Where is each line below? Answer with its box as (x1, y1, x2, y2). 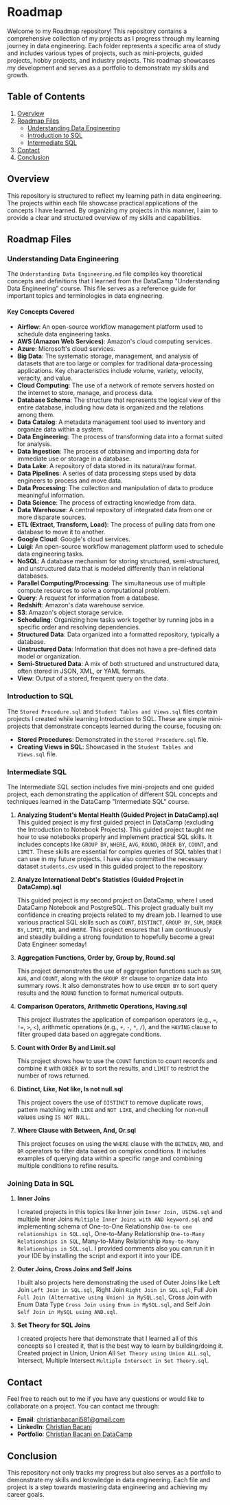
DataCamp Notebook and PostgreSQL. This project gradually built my (16, 904, 214, 912)
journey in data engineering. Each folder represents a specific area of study (7, 41, 221, 50)
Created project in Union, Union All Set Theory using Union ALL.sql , (16, 1349, 211, 1357)
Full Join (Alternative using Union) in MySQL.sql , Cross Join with (16, 1293, 213, 1302)
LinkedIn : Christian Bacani (16, 1423, 93, 1431)
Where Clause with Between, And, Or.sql (16, 1127, 136, 1135)
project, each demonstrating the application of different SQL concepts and (7, 790, 218, 798)
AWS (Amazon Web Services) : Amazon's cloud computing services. (16, 337, 212, 345)
